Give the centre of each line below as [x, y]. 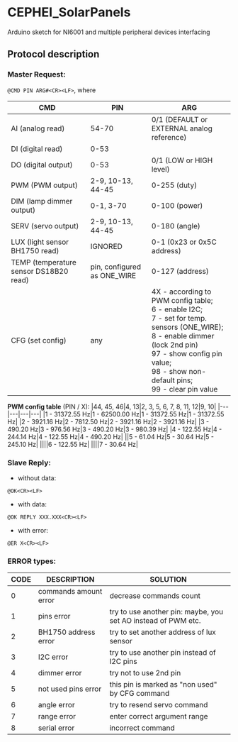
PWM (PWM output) [44, 185]
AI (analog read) [38, 128]
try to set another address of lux [163, 632]
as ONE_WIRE [113, 275]
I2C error [53, 657]
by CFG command [140, 694]
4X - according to [181, 292]
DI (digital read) [37, 148]
